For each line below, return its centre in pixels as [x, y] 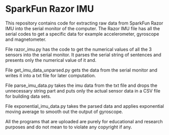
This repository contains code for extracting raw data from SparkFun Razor [84, 23]
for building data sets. [28, 96]
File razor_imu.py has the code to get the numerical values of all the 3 [79, 49]
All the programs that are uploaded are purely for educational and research [84, 121]
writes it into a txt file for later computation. [51, 75]
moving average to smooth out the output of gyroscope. [64, 111]
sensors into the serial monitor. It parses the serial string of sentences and [83, 55]
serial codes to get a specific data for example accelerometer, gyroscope [82, 34]
